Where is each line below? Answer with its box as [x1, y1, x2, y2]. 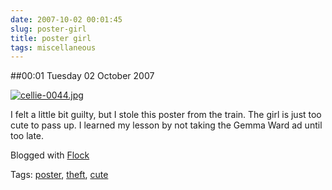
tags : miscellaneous [10, 42, 97, 53]
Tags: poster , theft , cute [10, 169, 109, 181]
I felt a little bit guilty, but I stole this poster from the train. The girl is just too [10, 109, 322, 121]
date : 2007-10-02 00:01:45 [10, 14, 123, 25]
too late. [10, 130, 45, 142]
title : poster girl [10, 33, 92, 43]
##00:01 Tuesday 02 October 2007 [10, 70, 155, 82]
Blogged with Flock [10, 149, 90, 161]
